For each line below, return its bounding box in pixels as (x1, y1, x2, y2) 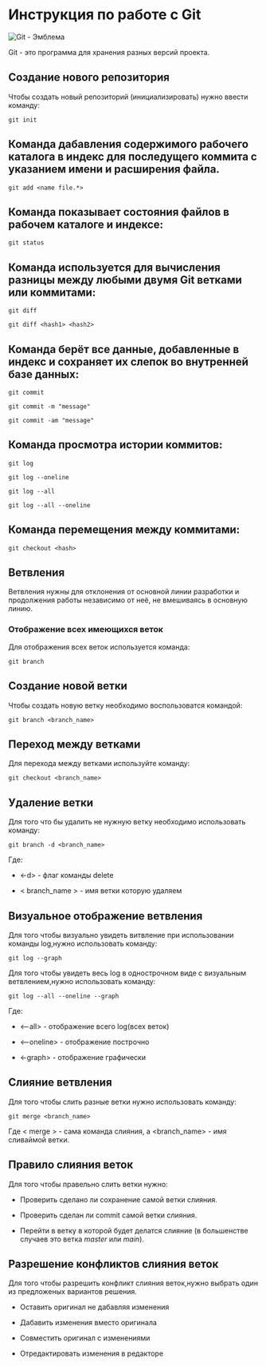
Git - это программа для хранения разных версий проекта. (8, 47, 210, 57)
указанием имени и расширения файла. (8, 162, 221, 177)
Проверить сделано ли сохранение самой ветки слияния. (19, 1194, 217, 1204)
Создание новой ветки (8, 679, 127, 693)
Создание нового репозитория (8, 70, 170, 85)
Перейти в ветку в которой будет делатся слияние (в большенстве (19, 1225, 248, 1235)
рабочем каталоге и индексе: (8, 217, 164, 231)
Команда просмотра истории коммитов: (8, 438, 223, 452)
